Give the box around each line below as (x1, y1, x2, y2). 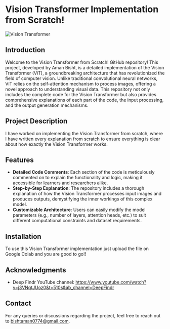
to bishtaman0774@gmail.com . (5, 318, 70, 324)
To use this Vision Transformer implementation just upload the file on (5, 245, 149, 252)
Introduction (5, 46, 46, 54)
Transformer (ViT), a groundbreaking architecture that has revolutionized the (5, 70, 165, 76)
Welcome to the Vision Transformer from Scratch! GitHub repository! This (5, 59, 158, 65)
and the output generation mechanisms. (5, 102, 89, 108)
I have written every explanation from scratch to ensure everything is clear (5, 136, 160, 142)
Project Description (5, 117, 68, 126)
